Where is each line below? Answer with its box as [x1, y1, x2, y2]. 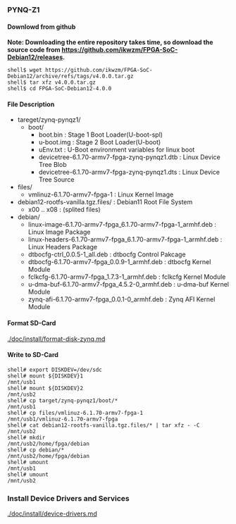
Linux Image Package [27, 227, 91, 237]
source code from [7, 46, 61, 54]
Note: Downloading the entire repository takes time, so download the [7, 38, 213, 46]
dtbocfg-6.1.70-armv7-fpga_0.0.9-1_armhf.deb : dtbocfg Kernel [27, 258, 211, 266]
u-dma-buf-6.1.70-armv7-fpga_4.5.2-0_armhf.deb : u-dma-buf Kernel [27, 280, 229, 289]
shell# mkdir [7, 434, 46, 441]
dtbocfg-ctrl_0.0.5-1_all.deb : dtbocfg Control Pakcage [27, 250, 186, 258]
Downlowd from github [7, 23, 76, 31]
